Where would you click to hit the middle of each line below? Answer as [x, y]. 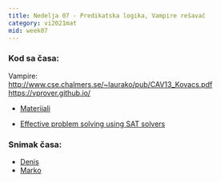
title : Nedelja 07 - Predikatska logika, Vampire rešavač [107, 16]
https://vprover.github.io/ [49, 93]
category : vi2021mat [43, 23]
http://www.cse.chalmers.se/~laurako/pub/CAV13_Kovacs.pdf [110, 84]
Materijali [35, 108]
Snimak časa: [35, 144]
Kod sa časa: [34, 58]
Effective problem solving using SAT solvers [92, 124]
